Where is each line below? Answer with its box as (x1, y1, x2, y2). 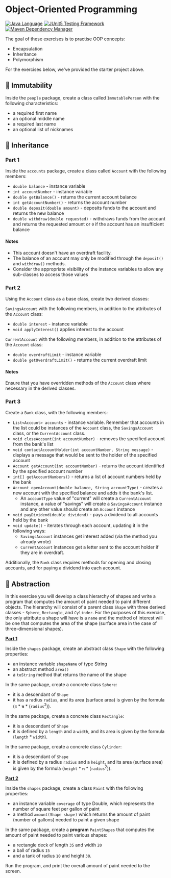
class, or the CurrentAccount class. (12, 430, 86, 437)
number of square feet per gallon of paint (12, 806, 100, 812)
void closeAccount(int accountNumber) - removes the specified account (12, 436, 165, 442)
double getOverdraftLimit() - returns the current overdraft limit (12, 357, 147, 363)
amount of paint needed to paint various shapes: (5, 832, 108, 838)
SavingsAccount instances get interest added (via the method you (20, 533, 157, 539)
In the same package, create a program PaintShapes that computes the (5, 826, 155, 833)
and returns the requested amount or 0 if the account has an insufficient (12, 221, 164, 228)
